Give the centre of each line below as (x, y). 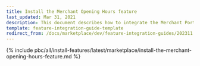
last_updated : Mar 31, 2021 (41, 17)
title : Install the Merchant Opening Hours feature (71, 11)
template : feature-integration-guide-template (65, 28)
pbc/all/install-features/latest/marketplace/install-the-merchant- (113, 50)
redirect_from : (25, 34)
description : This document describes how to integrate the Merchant (94, 22)
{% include (20, 50)
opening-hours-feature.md (39, 57)
